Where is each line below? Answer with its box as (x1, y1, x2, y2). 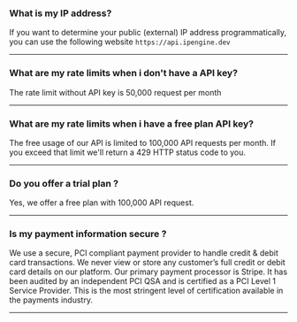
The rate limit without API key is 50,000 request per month (9, 87, 222, 97)
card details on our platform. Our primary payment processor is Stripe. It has (9, 266, 288, 277)
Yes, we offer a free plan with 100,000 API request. (9, 197, 194, 208)
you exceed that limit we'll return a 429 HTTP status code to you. (9, 147, 246, 157)
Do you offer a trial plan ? (9, 177, 119, 189)
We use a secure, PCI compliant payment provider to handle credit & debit (9, 248, 278, 258)
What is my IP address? (9, 7, 112, 19)
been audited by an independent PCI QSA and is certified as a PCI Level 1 (9, 276, 277, 287)
